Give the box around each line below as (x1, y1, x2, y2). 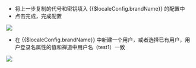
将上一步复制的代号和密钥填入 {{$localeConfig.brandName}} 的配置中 (14, 5, 185, 12)
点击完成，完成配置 (14, 12, 62, 20)
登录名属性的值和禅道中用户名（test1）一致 (20, 44, 126, 50)
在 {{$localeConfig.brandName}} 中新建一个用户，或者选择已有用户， (14, 36, 185, 43)
